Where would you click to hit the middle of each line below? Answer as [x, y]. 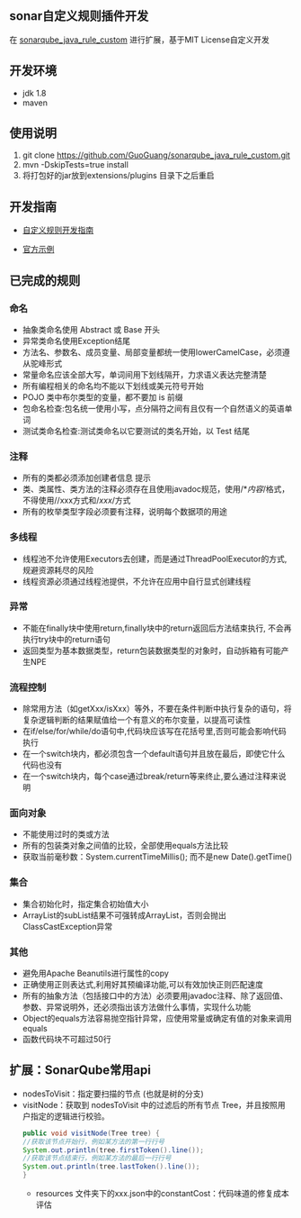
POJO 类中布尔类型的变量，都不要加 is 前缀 [102, 397]
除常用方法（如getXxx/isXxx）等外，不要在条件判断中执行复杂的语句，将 [157, 709]
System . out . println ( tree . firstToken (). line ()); [113, 1150]
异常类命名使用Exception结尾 [76, 341]
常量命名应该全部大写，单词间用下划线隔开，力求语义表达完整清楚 [144, 374]
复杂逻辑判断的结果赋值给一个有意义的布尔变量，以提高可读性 [137, 720]
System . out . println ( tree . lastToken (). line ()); [111, 1167]
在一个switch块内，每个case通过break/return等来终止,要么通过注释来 [150, 777]
